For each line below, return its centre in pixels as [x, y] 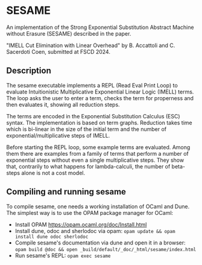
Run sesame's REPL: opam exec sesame [63, 255]
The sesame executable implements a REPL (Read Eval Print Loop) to [92, 85]
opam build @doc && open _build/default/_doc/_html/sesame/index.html [106, 249]
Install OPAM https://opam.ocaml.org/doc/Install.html [81, 225]
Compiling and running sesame [66, 192]
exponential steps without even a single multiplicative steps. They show [95, 160]
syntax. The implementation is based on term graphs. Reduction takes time [99, 123]
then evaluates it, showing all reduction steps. [63, 104]
